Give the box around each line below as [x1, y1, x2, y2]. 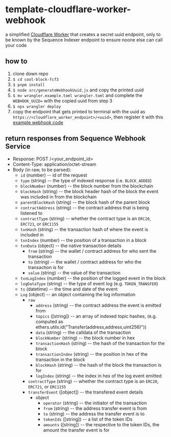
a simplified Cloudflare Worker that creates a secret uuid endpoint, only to [5, 31, 161, 37]
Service [5, 142, 31, 151]
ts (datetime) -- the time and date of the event [20, 286, 118, 292]
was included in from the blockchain [20, 193, 97, 200]
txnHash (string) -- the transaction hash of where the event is [20, 226, 149, 232]
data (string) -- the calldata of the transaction [35, 329, 131, 335]
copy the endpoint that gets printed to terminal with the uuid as [12, 108, 145, 114]
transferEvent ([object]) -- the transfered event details [28, 389, 143, 395]
